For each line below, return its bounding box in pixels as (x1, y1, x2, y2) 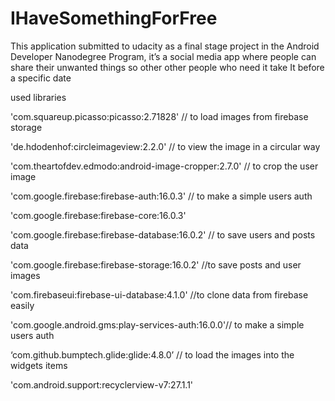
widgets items (10, 359, 68, 371)
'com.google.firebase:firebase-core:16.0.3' (10, 209, 187, 221)
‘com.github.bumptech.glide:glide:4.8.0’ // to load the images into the (10, 348, 295, 361)
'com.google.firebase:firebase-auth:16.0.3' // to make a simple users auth (10, 190, 313, 202)
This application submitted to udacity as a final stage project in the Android (10, 40, 320, 52)
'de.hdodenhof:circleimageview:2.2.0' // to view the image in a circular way (10, 140, 321, 152)
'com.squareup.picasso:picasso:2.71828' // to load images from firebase (10, 110, 309, 122)
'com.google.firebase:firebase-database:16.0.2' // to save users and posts (10, 228, 316, 241)
